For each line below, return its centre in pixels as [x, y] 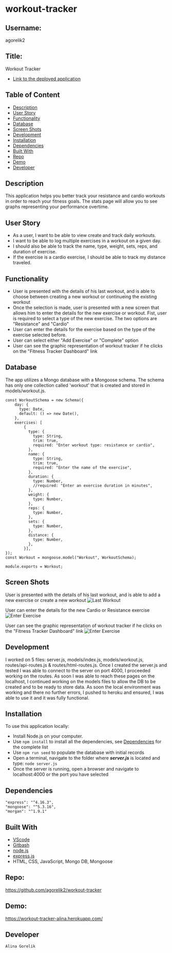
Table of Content [33, 95]
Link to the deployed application [47, 79]
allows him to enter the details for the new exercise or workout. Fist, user [90, 313]
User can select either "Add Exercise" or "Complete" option [75, 340]
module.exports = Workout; [34, 566]
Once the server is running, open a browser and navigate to [76, 769]
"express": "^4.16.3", [30, 802]
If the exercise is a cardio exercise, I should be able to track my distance [89, 257]
